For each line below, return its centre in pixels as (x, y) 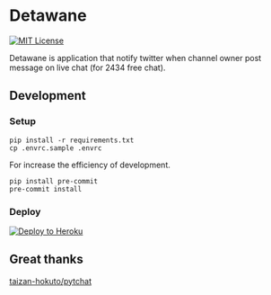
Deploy (25, 211)
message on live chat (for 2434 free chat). (87, 67)
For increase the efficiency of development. (90, 165)
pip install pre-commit (54, 181)
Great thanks (46, 259)
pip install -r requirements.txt (72, 140)
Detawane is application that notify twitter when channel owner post (135, 58)
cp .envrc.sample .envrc (56, 148)
